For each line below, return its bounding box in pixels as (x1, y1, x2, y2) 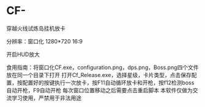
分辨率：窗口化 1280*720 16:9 (6, 37, 83, 45)
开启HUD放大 (6, 50, 40, 58)
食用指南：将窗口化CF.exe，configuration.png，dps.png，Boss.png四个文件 (6, 64, 199, 71)
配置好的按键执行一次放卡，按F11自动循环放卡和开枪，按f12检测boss (22, 79, 195, 86)
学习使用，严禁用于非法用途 (11, 94, 81, 101)
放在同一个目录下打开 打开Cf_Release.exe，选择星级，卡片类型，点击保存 (6, 71, 192, 78)
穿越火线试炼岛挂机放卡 (6, 24, 65, 32)
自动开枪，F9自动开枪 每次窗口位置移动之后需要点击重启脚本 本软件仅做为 (6, 86, 193, 94)
